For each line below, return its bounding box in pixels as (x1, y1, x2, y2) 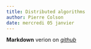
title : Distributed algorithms (6, 8, 86, 15)
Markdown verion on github (6, 36, 77, 44)
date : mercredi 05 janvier (6, 20, 75, 26)
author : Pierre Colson (6, 14, 64, 20)
